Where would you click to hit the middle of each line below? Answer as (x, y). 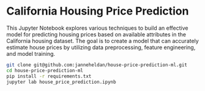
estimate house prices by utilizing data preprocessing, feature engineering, (101, 47)
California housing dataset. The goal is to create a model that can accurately (102, 41)
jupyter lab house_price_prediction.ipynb (61, 82)
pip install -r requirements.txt (49, 76)
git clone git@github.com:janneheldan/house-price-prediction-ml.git (97, 65)
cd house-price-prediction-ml (45, 70)
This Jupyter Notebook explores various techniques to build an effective (97, 28)
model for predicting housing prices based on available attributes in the (96, 34)
